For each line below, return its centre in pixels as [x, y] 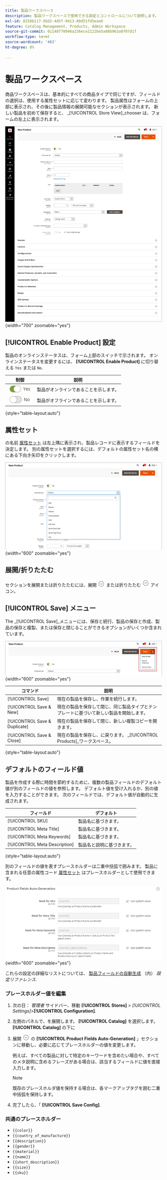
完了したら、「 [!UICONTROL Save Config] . [56, 1105]
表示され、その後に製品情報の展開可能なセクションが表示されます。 [83, 107]
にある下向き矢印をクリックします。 [42, 455]
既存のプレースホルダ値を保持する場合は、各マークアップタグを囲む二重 [86, 1088]
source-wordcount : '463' [31, 42]
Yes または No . [29, 368]
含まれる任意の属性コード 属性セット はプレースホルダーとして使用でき [78, 873]
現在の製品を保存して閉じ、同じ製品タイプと [103, 707]
